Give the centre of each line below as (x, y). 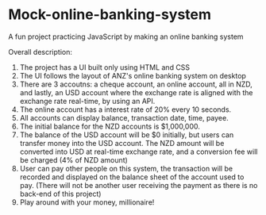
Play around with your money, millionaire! (87, 202)
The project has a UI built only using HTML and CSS (105, 67)
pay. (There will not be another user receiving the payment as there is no (139, 185)
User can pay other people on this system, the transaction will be (126, 168)
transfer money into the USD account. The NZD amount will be (122, 143)
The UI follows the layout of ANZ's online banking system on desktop (133, 75)
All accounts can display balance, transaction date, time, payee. (124, 117)
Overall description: (40, 52)
